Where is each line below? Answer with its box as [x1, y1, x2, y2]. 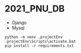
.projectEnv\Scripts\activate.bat [4, 38, 77, 44]
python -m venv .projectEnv [4, 34, 63, 39]
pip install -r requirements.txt [4, 43, 74, 48]
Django [11, 19, 27, 25]
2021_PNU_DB [4, 3, 65, 14]
